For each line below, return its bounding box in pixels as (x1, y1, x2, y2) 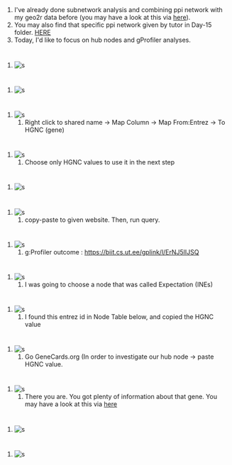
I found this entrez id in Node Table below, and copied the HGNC (24, 313, 214, 321)
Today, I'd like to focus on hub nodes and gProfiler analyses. (13, 35, 192, 45)
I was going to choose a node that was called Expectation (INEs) (24, 280, 214, 288)
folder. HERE (13, 28, 51, 37)
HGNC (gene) (24, 125, 65, 134)
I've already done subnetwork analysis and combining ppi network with (13, 6, 223, 14)
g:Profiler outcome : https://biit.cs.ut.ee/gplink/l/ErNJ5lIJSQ (24, 247, 199, 256)
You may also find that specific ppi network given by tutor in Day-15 (13, 21, 212, 29)
